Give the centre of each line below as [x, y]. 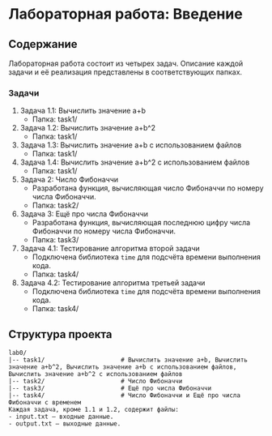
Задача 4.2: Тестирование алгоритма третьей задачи [113, 283]
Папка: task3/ [55, 240]
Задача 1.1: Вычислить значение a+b [83, 111]
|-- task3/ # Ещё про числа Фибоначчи [110, 389]
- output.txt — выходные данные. [65, 424]
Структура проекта [60, 334]
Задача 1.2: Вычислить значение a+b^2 [88, 128]
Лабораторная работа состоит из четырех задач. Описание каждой [126, 63]
